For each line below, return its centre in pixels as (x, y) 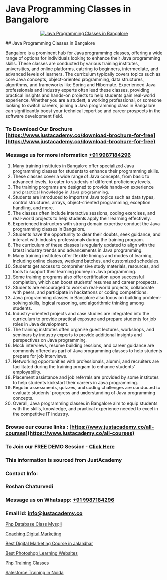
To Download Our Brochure (39, 129)
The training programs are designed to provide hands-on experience (83, 187)
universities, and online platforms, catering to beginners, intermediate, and (82, 69)
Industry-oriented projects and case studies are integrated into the (81, 314)
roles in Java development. (41, 324)
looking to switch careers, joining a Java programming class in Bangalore (81, 105)
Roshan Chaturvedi (30, 486)
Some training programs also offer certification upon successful (78, 277)
